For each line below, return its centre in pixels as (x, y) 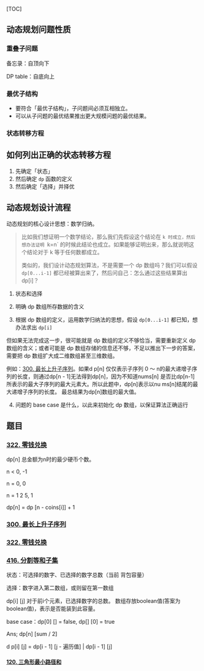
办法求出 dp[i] (34, 327)
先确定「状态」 (34, 171)
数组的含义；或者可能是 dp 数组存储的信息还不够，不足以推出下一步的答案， (103, 348)
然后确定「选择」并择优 (45, 186)
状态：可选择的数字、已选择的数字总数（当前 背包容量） (77, 575)
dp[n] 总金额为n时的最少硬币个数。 (51, 459)
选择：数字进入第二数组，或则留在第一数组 (60, 588)
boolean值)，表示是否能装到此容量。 (53, 609)
